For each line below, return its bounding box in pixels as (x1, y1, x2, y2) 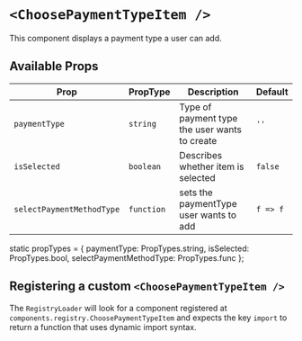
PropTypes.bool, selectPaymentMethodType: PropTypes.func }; (9, 252, 244, 263)
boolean (129, 161, 162, 172)
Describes (179, 148, 223, 161)
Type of (179, 101, 212, 113)
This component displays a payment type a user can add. (9, 32, 222, 43)
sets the (179, 186, 213, 199)
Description (187, 85, 239, 98)
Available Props (9, 58, 99, 74)
